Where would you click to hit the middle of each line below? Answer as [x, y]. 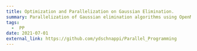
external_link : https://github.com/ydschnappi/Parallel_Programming [91, 39]
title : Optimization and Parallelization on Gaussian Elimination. [90, 11]
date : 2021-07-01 [27, 33]
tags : [13, 22]
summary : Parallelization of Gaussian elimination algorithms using [91, 17]
